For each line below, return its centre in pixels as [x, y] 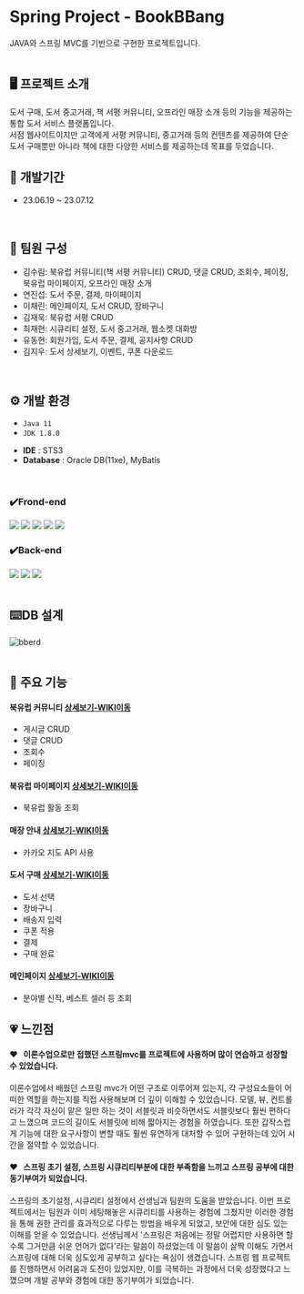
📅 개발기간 [37, 178]
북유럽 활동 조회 [51, 808]
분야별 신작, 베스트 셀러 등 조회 [77, 998]
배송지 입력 [42, 919]
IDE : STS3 [43, 450]
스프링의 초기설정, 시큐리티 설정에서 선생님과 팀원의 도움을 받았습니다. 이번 [142, 1200]
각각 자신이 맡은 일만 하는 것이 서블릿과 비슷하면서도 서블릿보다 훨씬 [146, 1110]
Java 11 [37, 424]
